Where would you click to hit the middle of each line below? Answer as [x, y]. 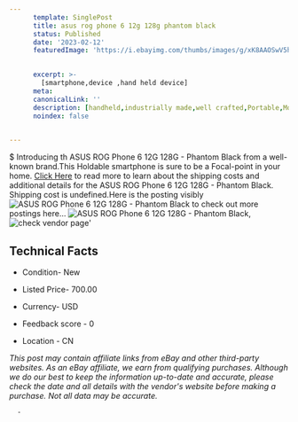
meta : [43, 91]
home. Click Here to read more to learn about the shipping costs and [134, 176]
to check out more [225, 204]
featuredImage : [61, 51]
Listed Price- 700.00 [59, 289]
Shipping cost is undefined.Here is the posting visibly [106, 195]
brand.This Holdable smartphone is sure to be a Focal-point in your [158, 167]
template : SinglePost [73, 17]
